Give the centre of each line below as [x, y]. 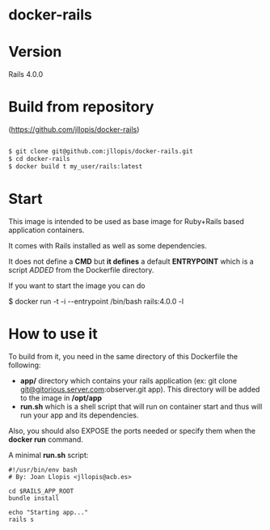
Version [35, 52]
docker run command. [46, 439]
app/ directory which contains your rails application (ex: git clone [128, 380]
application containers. [46, 230]
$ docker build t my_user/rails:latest [76, 166]
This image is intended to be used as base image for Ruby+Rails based [127, 221]
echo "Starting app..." [49, 512]
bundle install [34, 498]
